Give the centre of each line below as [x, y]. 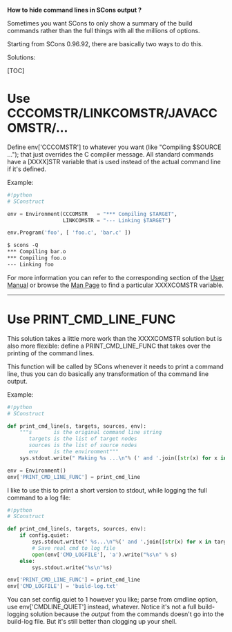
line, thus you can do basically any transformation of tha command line [108, 374]
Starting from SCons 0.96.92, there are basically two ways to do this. [105, 44]
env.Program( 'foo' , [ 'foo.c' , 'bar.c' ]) [69, 233]
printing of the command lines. [51, 353]
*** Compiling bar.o [37, 252]
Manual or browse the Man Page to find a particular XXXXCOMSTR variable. [116, 285]
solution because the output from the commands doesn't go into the [127, 614]
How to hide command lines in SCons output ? [75, 10]
